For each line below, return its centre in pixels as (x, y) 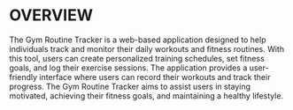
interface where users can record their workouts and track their (155, 77)
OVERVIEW (51, 15)
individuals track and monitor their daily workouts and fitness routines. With (147, 48)
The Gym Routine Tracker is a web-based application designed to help (138, 40)
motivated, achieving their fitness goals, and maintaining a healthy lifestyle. (146, 95)
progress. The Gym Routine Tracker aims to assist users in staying (130, 86)
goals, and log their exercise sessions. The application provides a (128, 68)
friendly (23, 77)
